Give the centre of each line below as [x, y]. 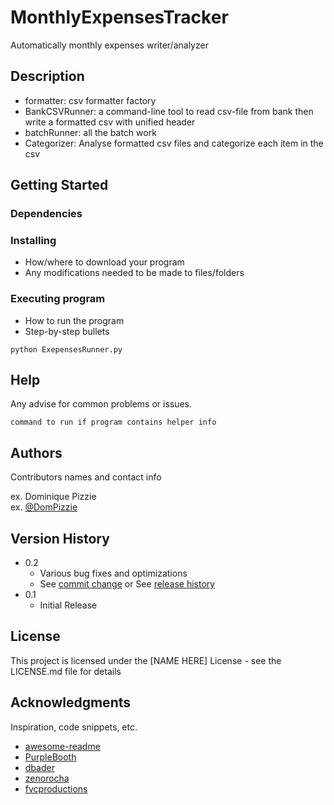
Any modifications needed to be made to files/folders [134, 273]
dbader [39, 767]
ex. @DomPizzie [44, 507]
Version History [60, 538]
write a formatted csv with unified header [110, 122]
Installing [33, 240]
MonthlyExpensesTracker [119, 17]
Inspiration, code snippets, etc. [74, 727]
